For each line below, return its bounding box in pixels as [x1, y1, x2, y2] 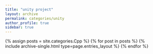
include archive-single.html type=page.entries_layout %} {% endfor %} [5, 43, 149, 49]
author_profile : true [5, 20, 49, 26]
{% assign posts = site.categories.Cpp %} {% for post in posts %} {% [5, 38, 145, 44]
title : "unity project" [5, 7, 54, 12]
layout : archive [5, 12, 38, 16]
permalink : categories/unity [5, 16, 65, 21]
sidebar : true [5, 25, 34, 30]
